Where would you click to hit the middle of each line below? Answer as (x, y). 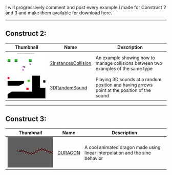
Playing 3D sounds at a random (128, 80)
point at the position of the (123, 90)
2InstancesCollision (71, 63)
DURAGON (69, 153)
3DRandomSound (69, 87)
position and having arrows (124, 85)
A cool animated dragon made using (122, 147)
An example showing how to (125, 58)
